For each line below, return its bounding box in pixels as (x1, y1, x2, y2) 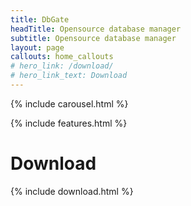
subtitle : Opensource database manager (10, 33, 177, 43)
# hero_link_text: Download (10, 71, 128, 81)
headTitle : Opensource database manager (10, 24, 182, 34)
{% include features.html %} (10, 117, 128, 129)
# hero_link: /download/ (10, 61, 114, 71)
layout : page (10, 42, 65, 53)
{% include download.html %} (10, 185, 134, 197)
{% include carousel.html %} (10, 97, 129, 110)
